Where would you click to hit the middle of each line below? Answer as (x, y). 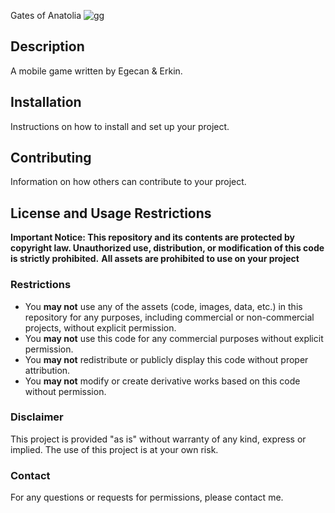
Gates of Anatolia (46, 15)
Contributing (51, 158)
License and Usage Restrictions (111, 213)
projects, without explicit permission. (100, 327)
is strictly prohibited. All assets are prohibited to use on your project (155, 259)
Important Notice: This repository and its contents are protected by (152, 237)
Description (47, 46)
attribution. (47, 370)
